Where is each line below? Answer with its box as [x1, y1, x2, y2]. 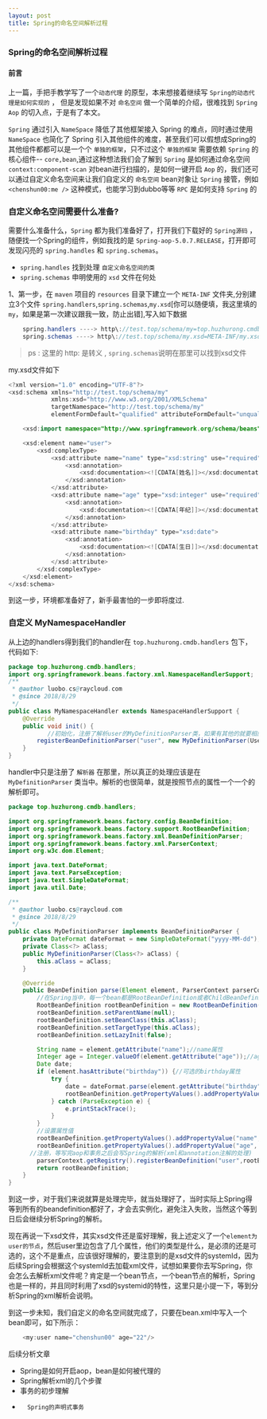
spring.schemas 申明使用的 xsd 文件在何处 [19, 272, 157, 281]
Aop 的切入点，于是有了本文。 [8, 107, 105, 116]
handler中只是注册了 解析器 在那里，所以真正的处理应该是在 [8, 767, 201, 777]
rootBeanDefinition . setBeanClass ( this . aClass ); [37, 1016, 197, 1024]
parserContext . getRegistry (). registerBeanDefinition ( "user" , [37, 1157, 244, 1165]
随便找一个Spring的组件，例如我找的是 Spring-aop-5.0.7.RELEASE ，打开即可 [8, 235, 257, 245]
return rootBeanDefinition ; [37, 1164, 130, 1172]
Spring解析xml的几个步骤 [19, 1376, 103, 1386]
